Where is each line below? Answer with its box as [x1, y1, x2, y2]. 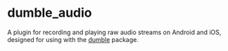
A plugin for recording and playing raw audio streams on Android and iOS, [7, 28, 222, 36]
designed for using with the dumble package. [7, 35, 139, 43]
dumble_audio [7, 5, 92, 21]
